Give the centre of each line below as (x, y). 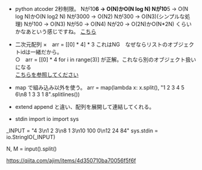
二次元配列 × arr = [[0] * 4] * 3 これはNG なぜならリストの (91, 44)
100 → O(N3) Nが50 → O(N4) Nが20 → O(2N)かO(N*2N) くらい (112, 24)
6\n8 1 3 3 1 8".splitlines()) (47, 94)
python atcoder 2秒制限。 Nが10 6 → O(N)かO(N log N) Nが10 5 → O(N (102, 9)
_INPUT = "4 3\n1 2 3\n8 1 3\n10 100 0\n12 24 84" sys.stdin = (82, 131)
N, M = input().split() (32, 149)
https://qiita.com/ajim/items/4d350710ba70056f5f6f (71, 160)
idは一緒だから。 (41, 52)
